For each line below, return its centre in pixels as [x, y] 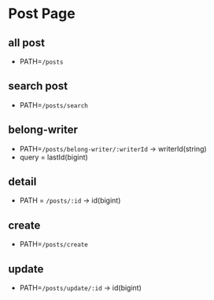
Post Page [42, 14]
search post [38, 86]
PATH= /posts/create [53, 244]
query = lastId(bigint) [53, 157]
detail [22, 182]
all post [27, 43]
